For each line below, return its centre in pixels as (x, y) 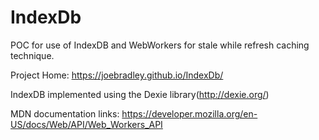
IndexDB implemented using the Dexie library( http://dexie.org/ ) (140, 94)
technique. (32, 55)
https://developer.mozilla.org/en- (189, 113)
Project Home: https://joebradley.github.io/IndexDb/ (117, 75)
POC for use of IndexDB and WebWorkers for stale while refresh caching (160, 45)
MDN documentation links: (65, 113)
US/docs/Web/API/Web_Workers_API (86, 124)
